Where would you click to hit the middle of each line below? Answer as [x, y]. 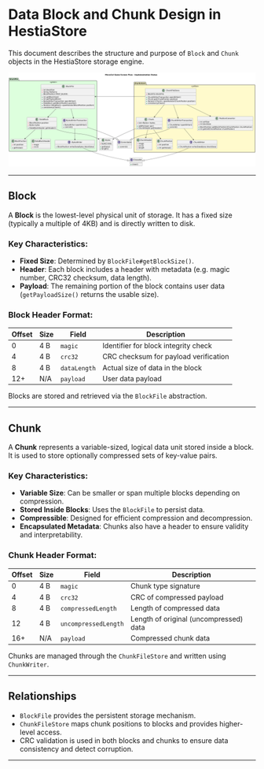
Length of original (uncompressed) [187, 619]
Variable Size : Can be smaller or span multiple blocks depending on [130, 493]
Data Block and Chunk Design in [115, 15]
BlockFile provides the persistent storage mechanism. [108, 715]
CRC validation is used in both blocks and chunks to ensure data [124, 740]
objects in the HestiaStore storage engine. [76, 61]
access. [49, 732]
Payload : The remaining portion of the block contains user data [122, 286]
